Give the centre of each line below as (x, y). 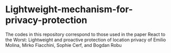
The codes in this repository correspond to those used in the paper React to (85, 34)
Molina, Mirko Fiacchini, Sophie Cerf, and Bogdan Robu (63, 45)
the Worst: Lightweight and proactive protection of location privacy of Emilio (86, 40)
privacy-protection (46, 20)
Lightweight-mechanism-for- (69, 9)
